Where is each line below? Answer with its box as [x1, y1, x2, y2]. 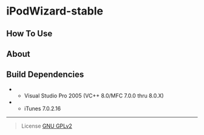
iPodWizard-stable [6, 4, 103, 18]
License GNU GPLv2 [21, 122, 73, 130]
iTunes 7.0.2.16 [24, 105, 61, 112]
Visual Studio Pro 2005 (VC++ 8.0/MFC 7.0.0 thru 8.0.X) [24, 92, 164, 99]
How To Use [6, 28, 53, 39]
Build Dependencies [6, 70, 84, 80]
